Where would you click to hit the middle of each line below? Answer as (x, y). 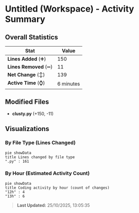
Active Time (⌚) (26, 83)
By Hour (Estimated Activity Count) (47, 173)
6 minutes (69, 83)
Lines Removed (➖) (30, 67)
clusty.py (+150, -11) (33, 114)
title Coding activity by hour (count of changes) (57, 188)
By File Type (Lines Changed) (40, 143)
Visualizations (27, 129)
